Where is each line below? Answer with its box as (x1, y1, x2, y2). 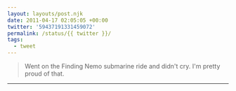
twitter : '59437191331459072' (7, 23, 96, 30)
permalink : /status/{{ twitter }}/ (7, 29, 112, 37)
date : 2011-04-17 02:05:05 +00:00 (7, 17, 109, 24)
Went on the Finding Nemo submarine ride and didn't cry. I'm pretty (24, 62, 221, 70)
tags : (7, 36, 23, 43)
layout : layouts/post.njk (7, 10, 83, 17)
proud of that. (24, 69, 65, 78)
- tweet (13, 43, 37, 50)
